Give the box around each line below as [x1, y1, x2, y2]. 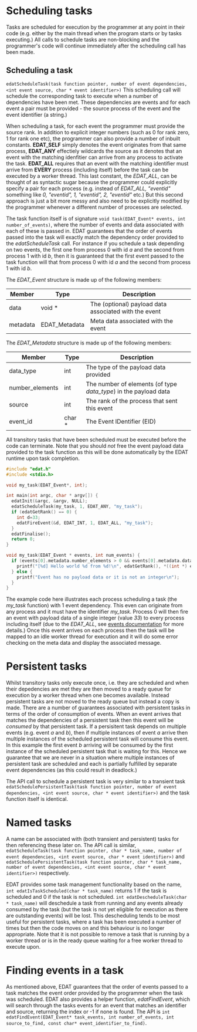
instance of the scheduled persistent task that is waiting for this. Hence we [6, 748, 186, 755]
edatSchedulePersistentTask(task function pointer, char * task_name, [6, 860, 182, 865]
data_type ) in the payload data [86, 387, 171, 395]
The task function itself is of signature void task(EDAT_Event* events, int [6, 215, 186, 222]
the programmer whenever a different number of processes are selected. [6, 204, 183, 211]
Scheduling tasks [6, 4, 93, 18]
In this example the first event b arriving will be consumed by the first [6, 742, 174, 749]
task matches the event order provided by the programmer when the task [6, 990, 184, 997]
